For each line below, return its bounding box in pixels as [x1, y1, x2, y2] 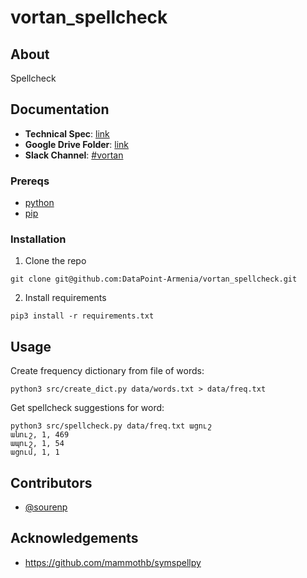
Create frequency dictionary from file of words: [10, 365, 205, 377]
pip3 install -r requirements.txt [10, 311, 155, 321]
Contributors [10, 474, 93, 491]
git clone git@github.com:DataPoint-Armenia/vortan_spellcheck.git [10, 274, 298, 285]
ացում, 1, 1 [10, 447, 60, 458]
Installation [10, 232, 67, 246]
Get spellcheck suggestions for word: [10, 402, 165, 414]
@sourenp [24, 501, 68, 513]
